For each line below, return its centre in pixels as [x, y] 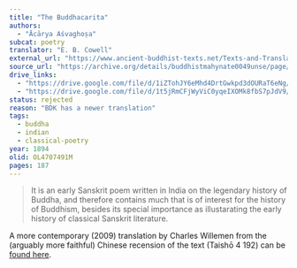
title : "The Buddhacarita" [59, 17]
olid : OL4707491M [41, 157]
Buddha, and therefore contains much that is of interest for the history [158, 200]
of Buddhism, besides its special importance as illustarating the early [156, 210]
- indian [33, 133]
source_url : [31, 67]
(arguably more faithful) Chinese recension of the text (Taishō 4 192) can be [147, 245]
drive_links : [33, 75]
